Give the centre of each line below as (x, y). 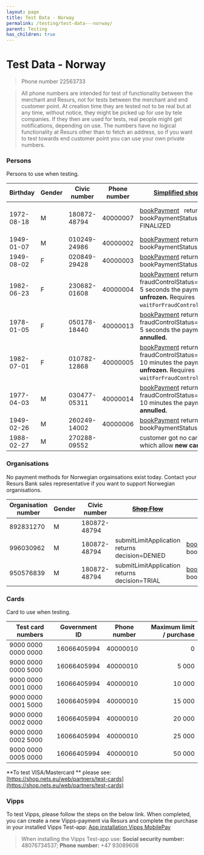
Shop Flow (148, 508)
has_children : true (31, 35)
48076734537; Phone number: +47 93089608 (80, 845)
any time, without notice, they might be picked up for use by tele (102, 112)
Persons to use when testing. (43, 174)
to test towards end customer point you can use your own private (103, 139)
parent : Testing (27, 29)
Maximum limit (173, 627)
